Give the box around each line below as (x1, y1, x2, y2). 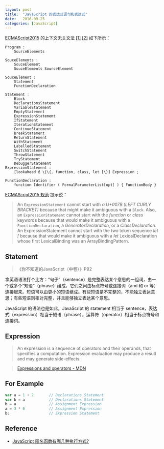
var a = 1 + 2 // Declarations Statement (5, 392, 104, 397)
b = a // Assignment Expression (5, 402, 102, 407)
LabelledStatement (14, 144, 51, 149)
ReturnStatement (14, 135, 47, 140)
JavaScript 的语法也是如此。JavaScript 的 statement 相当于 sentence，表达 (5, 305, 158, 311)
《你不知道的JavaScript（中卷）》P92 (17, 266, 92, 272)
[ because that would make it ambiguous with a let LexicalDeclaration (17, 233, 157, 239)
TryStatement (14, 157, 41, 162)
